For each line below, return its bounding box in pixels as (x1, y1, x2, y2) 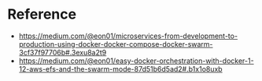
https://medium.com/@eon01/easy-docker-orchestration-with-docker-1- (18, 56, 254, 65)
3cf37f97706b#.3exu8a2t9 (18, 48, 107, 57)
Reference (7, 5, 76, 23)
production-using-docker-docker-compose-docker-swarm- (18, 39, 213, 48)
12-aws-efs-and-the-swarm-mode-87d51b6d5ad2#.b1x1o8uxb (18, 64, 223, 73)
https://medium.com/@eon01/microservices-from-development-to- (18, 31, 238, 40)
